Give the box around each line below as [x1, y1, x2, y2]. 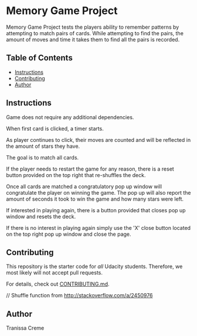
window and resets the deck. [6, 213, 76, 220]
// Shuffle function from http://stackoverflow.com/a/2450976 [6, 292, 153, 299]
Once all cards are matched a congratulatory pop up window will [6, 183, 162, 190]
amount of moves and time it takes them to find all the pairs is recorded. [6, 36, 180, 43]
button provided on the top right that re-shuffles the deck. [6, 171, 146, 178]
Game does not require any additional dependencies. [6, 113, 134, 121]
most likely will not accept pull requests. [6, 269, 103, 276]
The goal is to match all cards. [6, 154, 79, 161]
